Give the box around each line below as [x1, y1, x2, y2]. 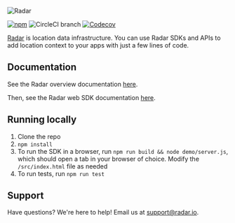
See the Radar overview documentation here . [7, 80, 138, 88]
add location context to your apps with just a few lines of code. [7, 41, 189, 49]
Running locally [7, 114, 77, 126]
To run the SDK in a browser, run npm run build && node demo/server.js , [17, 147, 229, 155]
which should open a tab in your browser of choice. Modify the [17, 154, 200, 163]
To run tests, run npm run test [17, 169, 105, 178]
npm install [17, 141, 53, 148]
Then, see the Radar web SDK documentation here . [7, 93, 156, 101]
